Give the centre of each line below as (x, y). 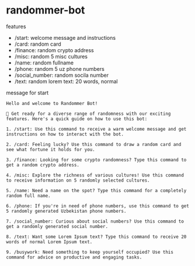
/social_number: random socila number (62, 75)
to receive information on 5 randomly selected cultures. (78, 180)
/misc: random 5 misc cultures (51, 56)
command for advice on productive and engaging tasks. (74, 257)
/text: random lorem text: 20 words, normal (66, 81)
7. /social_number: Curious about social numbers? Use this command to (95, 221)
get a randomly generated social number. (57, 226)
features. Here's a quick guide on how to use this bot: (77, 119)
